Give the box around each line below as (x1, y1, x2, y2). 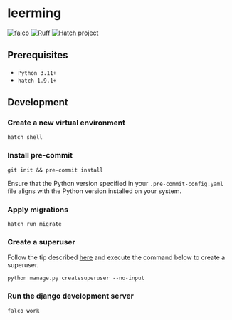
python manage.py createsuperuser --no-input (7, 274, 144, 282)
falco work (7, 307, 40, 314)
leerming (7, 5, 62, 21)
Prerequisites (7, 49, 68, 61)
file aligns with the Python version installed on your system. (7, 187, 182, 195)
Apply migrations (7, 205, 69, 215)
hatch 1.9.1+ (17, 77, 57, 84)
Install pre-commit (7, 150, 73, 160)
